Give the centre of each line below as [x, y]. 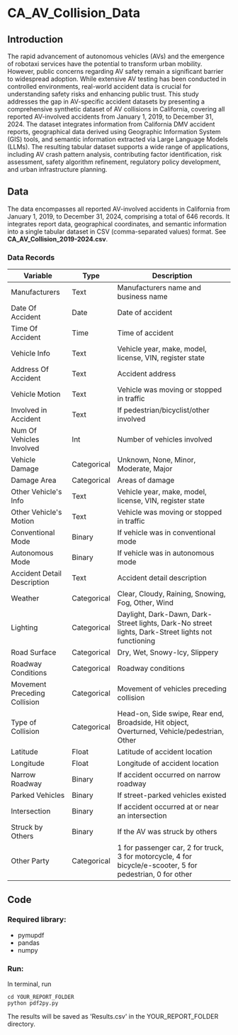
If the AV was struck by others [167, 832]
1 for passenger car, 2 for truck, [171, 848]
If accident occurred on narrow [169, 775]
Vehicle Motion [36, 394]
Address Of [30, 369]
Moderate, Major [145, 469]
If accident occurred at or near [168, 807]
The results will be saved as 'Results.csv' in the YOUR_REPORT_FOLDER [113, 1017]
